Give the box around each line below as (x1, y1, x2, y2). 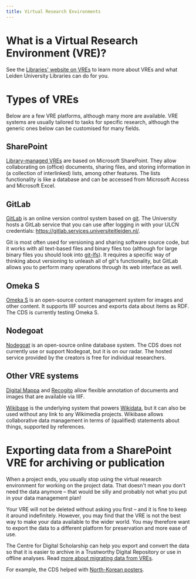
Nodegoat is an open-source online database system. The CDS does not (6, 342, 182, 349)
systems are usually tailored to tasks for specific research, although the (6, 118, 179, 125)
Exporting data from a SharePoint (6, 443, 172, 457)
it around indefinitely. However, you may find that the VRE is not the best (6, 512, 181, 519)
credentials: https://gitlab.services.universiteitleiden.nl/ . (6, 227, 141, 235)
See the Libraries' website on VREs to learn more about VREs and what (6, 66, 178, 73)
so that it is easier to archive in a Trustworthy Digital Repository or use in (6, 548, 182, 555)
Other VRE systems (6, 371, 79, 381)
